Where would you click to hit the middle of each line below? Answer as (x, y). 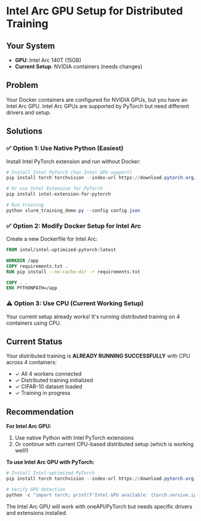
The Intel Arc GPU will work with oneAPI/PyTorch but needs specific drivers (99, 506)
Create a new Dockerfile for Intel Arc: (52, 239)
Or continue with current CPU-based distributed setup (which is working (104, 444)
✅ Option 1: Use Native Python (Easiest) (65, 148)
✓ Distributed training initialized (54, 380)
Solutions (25, 131)
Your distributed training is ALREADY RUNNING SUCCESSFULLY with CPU (98, 356)
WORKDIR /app (22, 260)
